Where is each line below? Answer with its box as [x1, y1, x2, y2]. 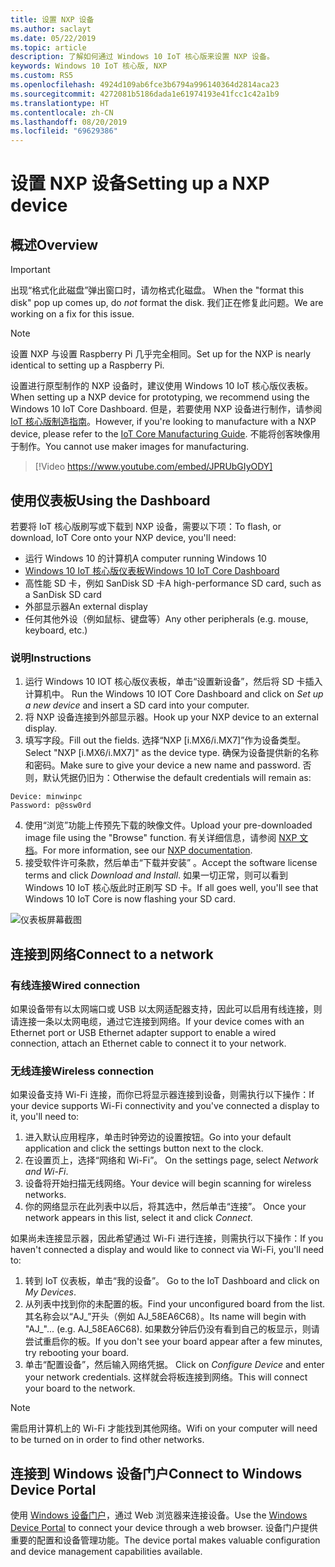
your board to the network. [24, 1382, 136, 1395]
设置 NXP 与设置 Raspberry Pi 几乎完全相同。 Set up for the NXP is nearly [10, 348, 312, 360]
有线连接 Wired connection [10, 978, 141, 992]
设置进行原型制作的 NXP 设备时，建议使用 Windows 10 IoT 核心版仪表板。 [10, 380, 314, 392]
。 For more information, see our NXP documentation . [33, 844, 253, 856]
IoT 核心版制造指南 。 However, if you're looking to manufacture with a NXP [10, 416, 317, 428]
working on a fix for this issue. [10, 308, 135, 320]
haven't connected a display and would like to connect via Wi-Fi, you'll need [10, 1244, 325, 1256]
